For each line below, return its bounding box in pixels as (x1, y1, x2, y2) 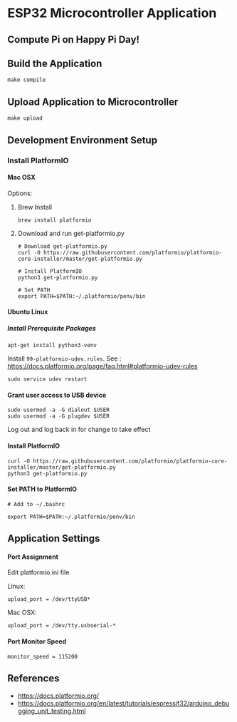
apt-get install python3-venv (7, 342, 98, 349)
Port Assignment (7, 552, 59, 561)
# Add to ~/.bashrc (7, 500, 65, 507)
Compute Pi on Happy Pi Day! (7, 33, 140, 46)
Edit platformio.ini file (7, 568, 70, 577)
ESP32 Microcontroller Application (7, 5, 217, 21)
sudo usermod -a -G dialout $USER (7, 406, 110, 414)
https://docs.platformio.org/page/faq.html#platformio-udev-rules (7, 362, 198, 371)
